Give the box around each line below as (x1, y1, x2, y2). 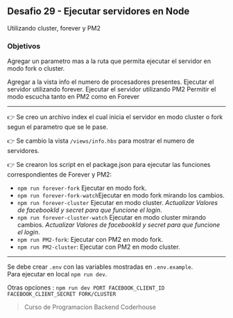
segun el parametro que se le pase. (7, 123, 109, 131)
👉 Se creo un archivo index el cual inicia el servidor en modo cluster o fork (7, 113, 223, 121)
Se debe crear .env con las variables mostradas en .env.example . (7, 263, 193, 271)
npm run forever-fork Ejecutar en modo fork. (17, 184, 147, 193)
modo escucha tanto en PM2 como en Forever (7, 93, 140, 101)
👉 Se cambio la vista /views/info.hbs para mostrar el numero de (7, 136, 195, 145)
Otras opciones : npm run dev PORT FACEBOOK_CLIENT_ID (7, 283, 165, 292)
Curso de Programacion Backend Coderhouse (24, 303, 156, 311)
